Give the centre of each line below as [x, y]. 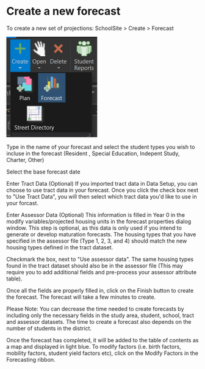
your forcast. [22, 203]
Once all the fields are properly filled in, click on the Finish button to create [100, 290]
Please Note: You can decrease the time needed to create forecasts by [95, 309]
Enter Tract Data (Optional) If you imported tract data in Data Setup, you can [102, 183]
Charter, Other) [25, 159]
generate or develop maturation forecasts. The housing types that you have [101, 234]
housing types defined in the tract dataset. [60, 247]
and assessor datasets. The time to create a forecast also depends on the [99, 321]
